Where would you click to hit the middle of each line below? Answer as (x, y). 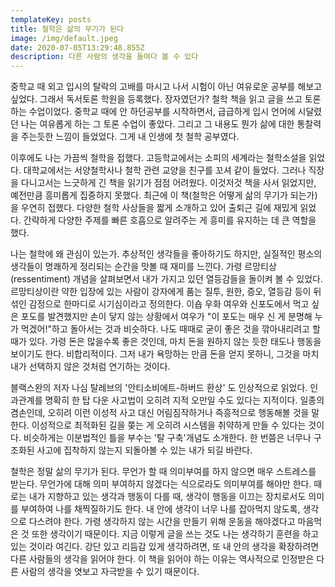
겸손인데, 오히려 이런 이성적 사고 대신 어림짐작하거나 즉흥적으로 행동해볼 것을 (160, 413)
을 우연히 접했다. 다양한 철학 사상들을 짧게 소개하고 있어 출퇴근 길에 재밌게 (154, 208)
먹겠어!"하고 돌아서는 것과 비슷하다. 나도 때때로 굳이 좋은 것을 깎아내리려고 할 (170, 329)
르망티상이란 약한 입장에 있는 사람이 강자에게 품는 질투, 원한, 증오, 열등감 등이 (161, 292)
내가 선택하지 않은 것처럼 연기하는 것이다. (90, 367)
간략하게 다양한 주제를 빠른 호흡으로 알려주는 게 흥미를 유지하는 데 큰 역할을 (170, 220)
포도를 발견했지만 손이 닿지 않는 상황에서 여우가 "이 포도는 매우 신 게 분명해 (166, 317)
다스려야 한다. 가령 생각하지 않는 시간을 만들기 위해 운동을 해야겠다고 (162, 522)
